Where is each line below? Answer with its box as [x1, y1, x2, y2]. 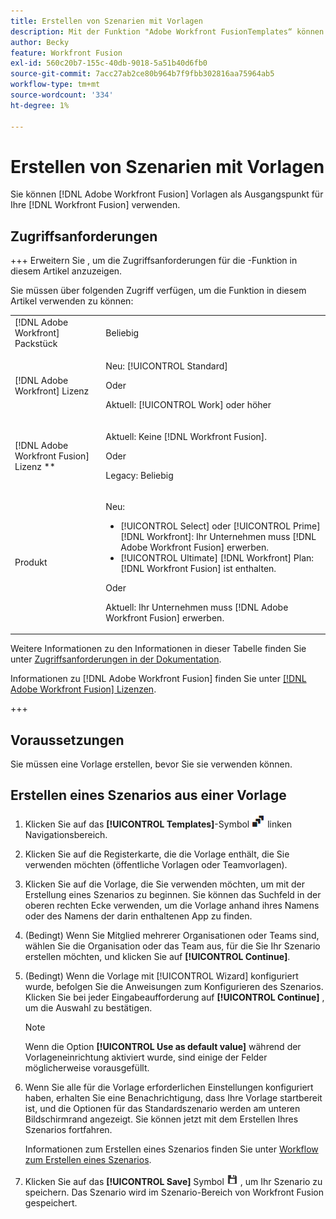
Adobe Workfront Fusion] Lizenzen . [10, 683, 157, 695]
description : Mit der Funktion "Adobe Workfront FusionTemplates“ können [10, 26, 325, 37]
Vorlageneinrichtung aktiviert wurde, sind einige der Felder [24, 1051, 268, 1063]
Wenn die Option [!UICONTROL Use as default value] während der [24, 1040, 302, 1052]
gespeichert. [24, 1196, 78, 1209]
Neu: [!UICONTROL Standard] [105, 360, 228, 372]
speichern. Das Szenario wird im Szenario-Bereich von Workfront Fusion [24, 1186, 325, 1198]
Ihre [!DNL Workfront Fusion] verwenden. [10, 199, 181, 211]
